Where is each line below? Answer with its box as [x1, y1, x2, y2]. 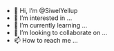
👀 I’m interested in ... [13, 14, 73, 22]
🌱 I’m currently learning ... [13, 21, 88, 29]
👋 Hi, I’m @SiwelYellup [13, 7, 78, 14]
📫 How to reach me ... [13, 37, 78, 44]
